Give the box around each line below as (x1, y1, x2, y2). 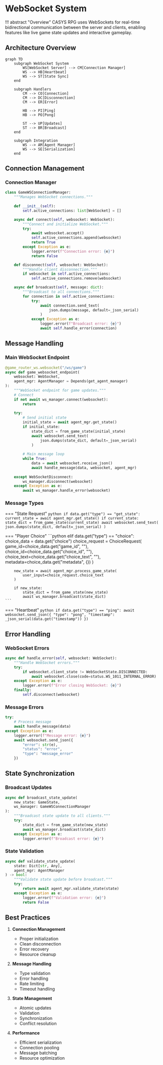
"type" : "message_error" (23, 751, 73, 757)
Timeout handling (19, 986, 55, 992)
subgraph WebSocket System (14, 61, 69, 66)
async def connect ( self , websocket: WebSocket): (14, 217, 115, 222)
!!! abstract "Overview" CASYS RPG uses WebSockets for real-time (5, 19, 140, 25)
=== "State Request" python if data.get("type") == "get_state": (5, 511, 140, 517)
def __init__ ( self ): (14, 204, 56, 209)
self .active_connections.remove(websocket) (31, 276, 121, 281)
